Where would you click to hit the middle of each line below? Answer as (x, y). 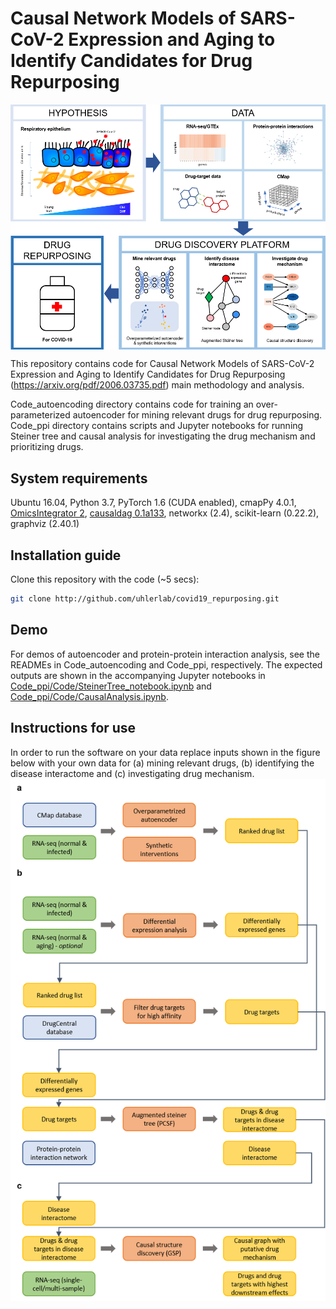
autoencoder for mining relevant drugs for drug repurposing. (197, 415)
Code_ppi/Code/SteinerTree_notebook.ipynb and (111, 686)
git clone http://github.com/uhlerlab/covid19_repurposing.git (145, 599)
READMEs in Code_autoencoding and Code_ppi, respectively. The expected (166, 664)
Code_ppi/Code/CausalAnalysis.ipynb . (89, 696)
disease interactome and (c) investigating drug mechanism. (132, 773)
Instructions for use (73, 728)
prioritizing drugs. (47, 447)
